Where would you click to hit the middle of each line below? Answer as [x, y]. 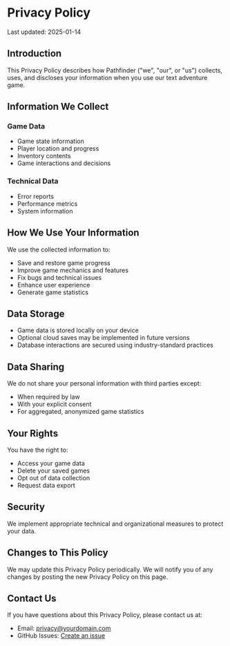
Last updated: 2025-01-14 [44, 32]
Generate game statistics [52, 292]
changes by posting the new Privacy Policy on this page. [88, 577]
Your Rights [33, 433]
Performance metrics [47, 203]
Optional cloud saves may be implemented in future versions [103, 338]
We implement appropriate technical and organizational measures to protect [115, 524]
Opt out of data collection [54, 477]
